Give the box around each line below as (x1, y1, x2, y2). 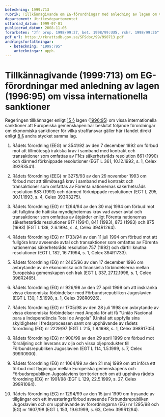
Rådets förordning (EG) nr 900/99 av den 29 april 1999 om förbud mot (12, 335, 154, 341)
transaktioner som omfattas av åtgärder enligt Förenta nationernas (12, 214, 147, 220)
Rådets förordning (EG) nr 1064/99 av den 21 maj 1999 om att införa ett (12, 360, 156, 366)
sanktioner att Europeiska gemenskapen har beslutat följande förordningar (5, 123, 156, 129)
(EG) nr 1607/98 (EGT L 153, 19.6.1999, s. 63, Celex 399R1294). (12, 407, 139, 413)
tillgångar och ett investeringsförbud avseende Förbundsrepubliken (12, 396, 149, 402)
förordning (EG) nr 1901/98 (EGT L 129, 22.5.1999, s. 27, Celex (12, 376, 137, 382)
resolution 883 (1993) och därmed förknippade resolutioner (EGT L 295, (12, 189, 158, 195)
